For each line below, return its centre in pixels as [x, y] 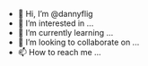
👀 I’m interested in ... [56, 23]
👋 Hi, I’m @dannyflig [55, 14]
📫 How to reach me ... [59, 52]
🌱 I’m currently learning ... [65, 33]
